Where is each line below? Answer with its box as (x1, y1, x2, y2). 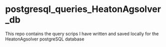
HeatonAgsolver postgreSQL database (5, 36, 85, 42)
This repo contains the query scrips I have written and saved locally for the (5, 30, 159, 36)
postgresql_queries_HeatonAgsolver (5, 3, 161, 15)
